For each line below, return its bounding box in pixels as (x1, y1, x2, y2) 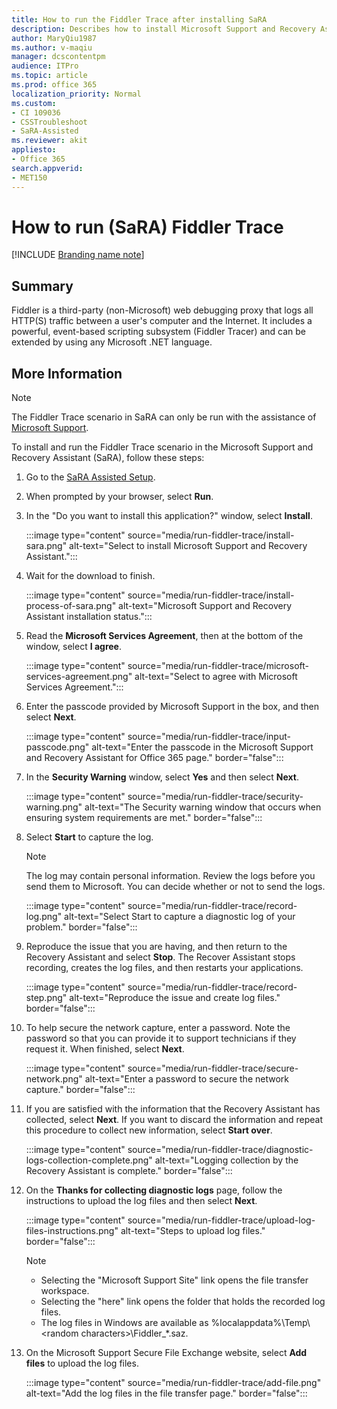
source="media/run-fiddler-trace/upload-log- (127, 1214, 316, 1226)
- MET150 (11, 172, 48, 183)
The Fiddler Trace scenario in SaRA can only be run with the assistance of (11, 411, 317, 423)
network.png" (25, 1073, 83, 1085)
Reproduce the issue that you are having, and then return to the (25, 941, 288, 953)
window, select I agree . (25, 641, 122, 653)
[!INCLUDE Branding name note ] (11, 249, 145, 261)
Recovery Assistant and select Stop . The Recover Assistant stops (25, 951, 296, 963)
